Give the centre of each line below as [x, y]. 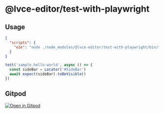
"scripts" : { [23, 42]
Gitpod [16, 94]
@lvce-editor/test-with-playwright [77, 9]
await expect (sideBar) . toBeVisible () [48, 74]
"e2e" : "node [27, 47]
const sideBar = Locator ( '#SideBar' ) [48, 70]
